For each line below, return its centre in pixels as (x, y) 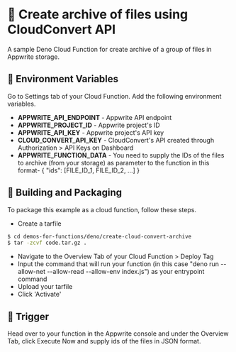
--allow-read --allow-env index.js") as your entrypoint (126, 272)
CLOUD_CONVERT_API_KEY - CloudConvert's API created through (116, 140)
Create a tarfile (39, 224)
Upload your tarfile (45, 287)
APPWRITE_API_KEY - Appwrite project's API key (91, 132)
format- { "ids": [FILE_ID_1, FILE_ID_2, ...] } (79, 170)
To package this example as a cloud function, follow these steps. (102, 209)
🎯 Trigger (28, 316)
